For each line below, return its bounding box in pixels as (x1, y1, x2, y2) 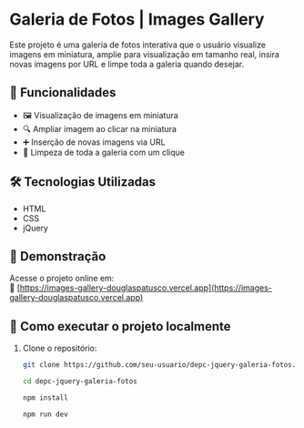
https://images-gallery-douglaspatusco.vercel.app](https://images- (19, 282, 273, 293)
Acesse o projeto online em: (9, 273, 115, 284)
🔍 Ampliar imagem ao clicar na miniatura (22, 123, 177, 134)
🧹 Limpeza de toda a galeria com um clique (22, 147, 185, 158)
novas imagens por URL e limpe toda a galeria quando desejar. (9, 58, 244, 69)
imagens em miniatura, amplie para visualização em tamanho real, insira (9, 48, 280, 59)
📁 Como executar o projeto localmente (9, 319, 231, 334)
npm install (22, 392, 68, 403)
